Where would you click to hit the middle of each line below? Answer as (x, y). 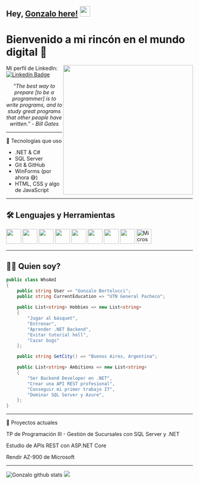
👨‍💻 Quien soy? (33, 266)
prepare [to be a (34, 92)
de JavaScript (32, 190)
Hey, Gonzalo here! (42, 14)
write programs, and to (34, 105)
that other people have (34, 118)
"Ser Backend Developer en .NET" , (70, 378)
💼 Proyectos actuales (32, 423)
